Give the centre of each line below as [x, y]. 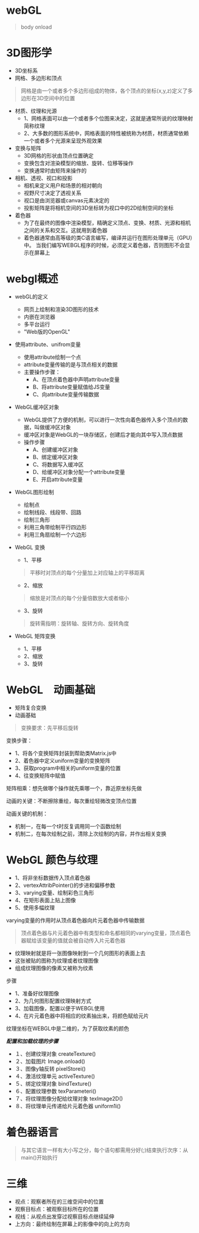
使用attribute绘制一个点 [52, 357]
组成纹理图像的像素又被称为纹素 [54, 968]
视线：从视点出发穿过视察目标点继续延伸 [64, 1216]
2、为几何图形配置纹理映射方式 [53, 1001]
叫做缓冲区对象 [53, 427]
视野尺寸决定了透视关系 [52, 193]
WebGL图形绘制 [34, 492]
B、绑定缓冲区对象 [55, 457]
